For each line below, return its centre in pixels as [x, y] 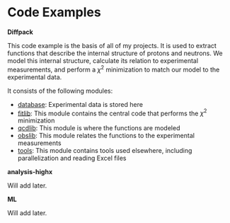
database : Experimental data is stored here [80, 104]
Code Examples [54, 12]
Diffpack [20, 32]
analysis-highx [30, 172]
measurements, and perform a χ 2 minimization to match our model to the [114, 69]
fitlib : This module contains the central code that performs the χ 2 [112, 113]
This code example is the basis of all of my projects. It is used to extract [112, 45]
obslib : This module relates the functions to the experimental [106, 136]
